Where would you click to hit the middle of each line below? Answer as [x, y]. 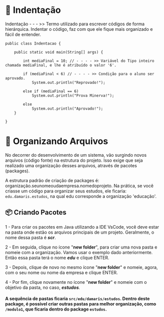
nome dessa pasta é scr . [31, 237]
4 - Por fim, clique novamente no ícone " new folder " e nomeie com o [76, 282]
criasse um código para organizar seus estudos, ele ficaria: [66, 191]
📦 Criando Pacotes [36, 213]
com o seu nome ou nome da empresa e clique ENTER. [62, 272]
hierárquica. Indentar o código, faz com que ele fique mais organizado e [79, 29]
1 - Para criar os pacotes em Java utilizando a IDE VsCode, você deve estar [82, 227]
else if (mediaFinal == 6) [51, 91]
